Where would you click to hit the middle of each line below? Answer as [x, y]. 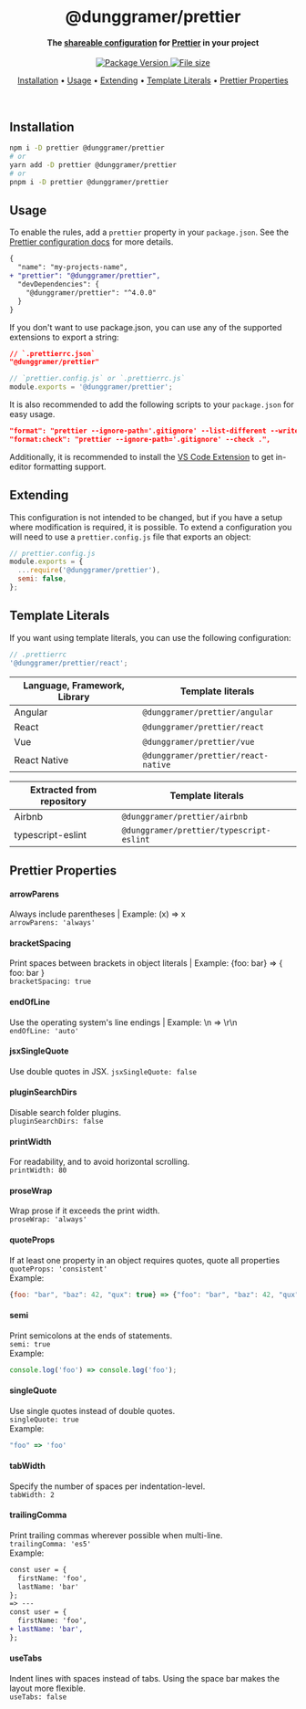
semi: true [30, 1344]
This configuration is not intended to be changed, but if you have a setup [146, 517]
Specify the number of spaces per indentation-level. [107, 1486]
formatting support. [70, 467]
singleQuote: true [44, 1420]
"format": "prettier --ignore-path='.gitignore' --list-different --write [154, 431]
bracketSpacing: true [51, 982]
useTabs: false [38, 1697]
